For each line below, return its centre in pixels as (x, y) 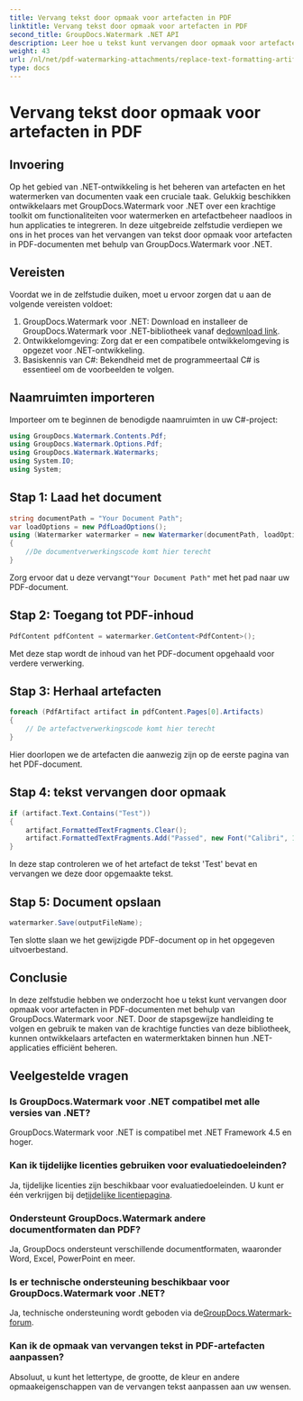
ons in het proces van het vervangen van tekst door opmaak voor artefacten (151, 235)
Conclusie (38, 978)
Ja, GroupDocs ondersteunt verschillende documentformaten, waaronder (146, 1249)
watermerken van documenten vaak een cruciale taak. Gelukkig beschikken (150, 196)
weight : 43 (30, 51)
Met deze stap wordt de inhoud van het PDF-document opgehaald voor (142, 653)
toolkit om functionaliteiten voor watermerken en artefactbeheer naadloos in (151, 215)
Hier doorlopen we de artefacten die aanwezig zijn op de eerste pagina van (149, 754)
